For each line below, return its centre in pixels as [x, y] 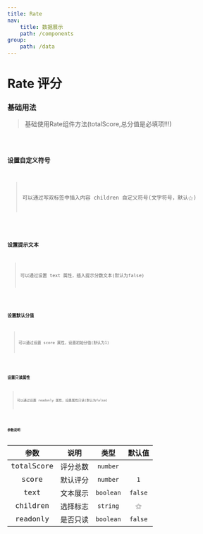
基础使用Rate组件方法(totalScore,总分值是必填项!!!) [98, 124]
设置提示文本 [23, 245]
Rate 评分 [35, 84]
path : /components [47, 34]
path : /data [37, 47]
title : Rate [25, 14]
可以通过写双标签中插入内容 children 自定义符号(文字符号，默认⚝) [109, 198]
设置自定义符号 [29, 160]
